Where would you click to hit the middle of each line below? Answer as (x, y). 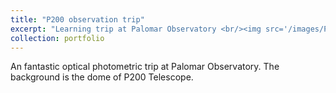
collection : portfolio (57, 38)
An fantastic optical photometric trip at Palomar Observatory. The (145, 67)
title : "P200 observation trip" (77, 19)
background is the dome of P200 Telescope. (102, 77)
